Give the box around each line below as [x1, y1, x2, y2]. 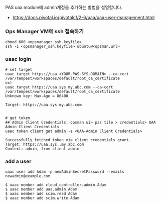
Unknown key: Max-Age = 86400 [5, 93, 69, 98]
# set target [5, 67, 33, 72]
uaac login [5, 56, 32, 63]
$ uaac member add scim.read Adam [5, 191, 78, 196]
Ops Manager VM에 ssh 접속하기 [5, 28, 84, 35]
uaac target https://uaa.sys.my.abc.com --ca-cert [5, 84, 113, 89]
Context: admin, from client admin [5, 146, 80, 151]
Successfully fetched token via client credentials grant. [5, 137, 131, 142]
